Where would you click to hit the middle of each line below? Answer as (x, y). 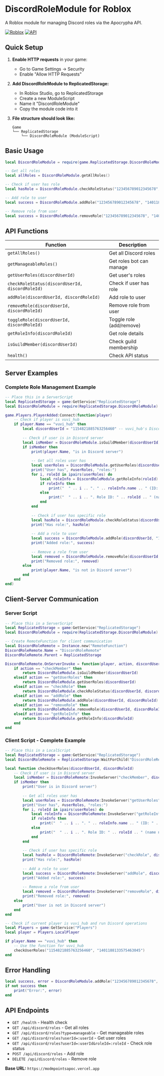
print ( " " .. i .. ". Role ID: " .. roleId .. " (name (98, 832)
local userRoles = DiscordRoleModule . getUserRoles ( (85, 465)
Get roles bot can (129, 261)
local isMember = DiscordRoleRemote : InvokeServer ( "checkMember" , (82, 778)
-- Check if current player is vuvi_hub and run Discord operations (76, 923)
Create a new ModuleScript (47, 98)
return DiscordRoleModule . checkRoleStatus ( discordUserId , (83, 691)
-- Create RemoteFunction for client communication (59, 641)
